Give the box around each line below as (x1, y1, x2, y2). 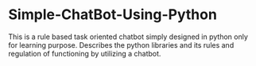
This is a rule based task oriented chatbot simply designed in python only (8, 32, 249, 41)
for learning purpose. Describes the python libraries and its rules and (8, 40, 235, 49)
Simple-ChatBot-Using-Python (8, 6, 217, 24)
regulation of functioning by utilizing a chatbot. (8, 49, 161, 58)
